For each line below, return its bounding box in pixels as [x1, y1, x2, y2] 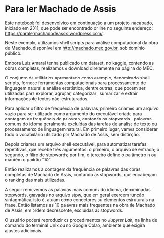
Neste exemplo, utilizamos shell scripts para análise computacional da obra [5, 40, 158, 45]
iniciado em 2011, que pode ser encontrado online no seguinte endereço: [5, 25, 153, 31]
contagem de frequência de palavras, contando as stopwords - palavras [5, 116, 152, 121]
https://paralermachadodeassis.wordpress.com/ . [5, 30, 104, 36]
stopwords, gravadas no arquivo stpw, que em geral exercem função [5, 192, 144, 198]
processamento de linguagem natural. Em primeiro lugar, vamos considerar [5, 126, 158, 132]
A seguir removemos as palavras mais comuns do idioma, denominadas [5, 186, 151, 192]
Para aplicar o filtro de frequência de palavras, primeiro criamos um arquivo [5, 105, 159, 111]
